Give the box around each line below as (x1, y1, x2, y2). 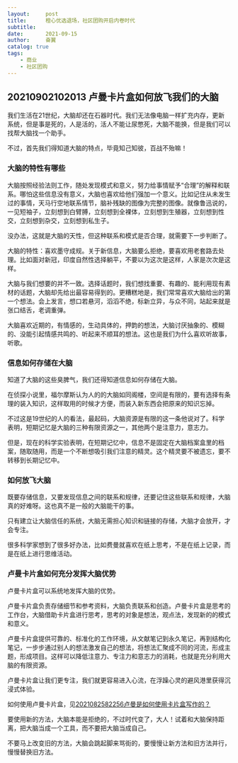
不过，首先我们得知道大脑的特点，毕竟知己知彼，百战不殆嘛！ (7, 144, 188, 152)
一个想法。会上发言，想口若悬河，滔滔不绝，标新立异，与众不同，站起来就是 (7, 297, 231, 305)
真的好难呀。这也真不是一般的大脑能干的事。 (7, 502, 138, 510)
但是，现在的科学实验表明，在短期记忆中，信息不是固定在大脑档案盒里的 (7, 439, 218, 447)
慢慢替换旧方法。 (7, 747, 57, 756)
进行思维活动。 (31, 550, 76, 558)
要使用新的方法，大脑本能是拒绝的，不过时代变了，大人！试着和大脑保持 (7, 715, 218, 723)
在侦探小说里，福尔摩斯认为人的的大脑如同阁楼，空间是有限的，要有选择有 (7, 390, 225, 399)
